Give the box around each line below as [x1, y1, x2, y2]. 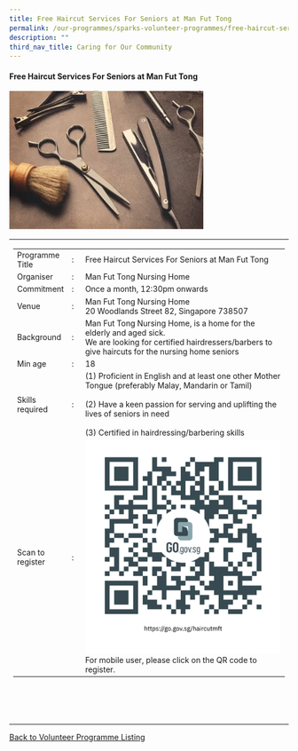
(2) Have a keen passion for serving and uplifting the [84, 399, 278, 410]
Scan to [17, 547, 45, 558]
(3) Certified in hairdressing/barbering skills [84, 427, 246, 439]
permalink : [9, 23, 50, 33]
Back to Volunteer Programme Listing [9, 732, 145, 743]
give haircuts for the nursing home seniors [84, 346, 239, 357]
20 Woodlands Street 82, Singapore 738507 [84, 305, 248, 316]
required [17, 404, 49, 415]
